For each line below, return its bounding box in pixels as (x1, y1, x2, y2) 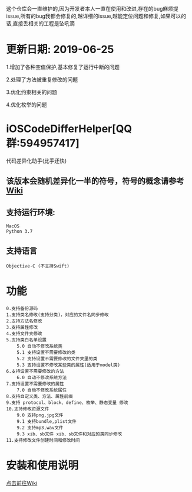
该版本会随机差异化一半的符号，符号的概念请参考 (6, 176, 184, 186)
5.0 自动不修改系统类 (16, 343, 63, 349)
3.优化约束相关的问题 (6, 88, 58, 96)
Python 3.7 (6, 229, 33, 234)
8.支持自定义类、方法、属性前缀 (6, 393, 73, 399)
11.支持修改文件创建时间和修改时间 (6, 437, 80, 443)
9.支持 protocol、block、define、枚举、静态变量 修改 (6, 399, 128, 406)
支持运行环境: (6, 207, 56, 217)
